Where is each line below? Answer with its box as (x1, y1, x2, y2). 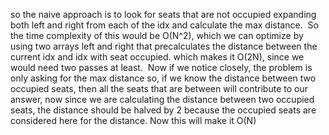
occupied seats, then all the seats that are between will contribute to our (10, 83, 308, 94)
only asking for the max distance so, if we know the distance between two (10, 72, 317, 84)
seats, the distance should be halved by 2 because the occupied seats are (10, 104, 317, 116)
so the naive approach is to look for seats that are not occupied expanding (10, 9, 317, 20)
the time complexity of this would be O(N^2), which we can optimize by (10, 30, 304, 41)
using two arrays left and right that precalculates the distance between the (10, 40, 318, 52)
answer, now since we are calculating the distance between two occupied (10, 94, 315, 105)
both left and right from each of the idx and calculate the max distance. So (10, 19, 319, 31)
